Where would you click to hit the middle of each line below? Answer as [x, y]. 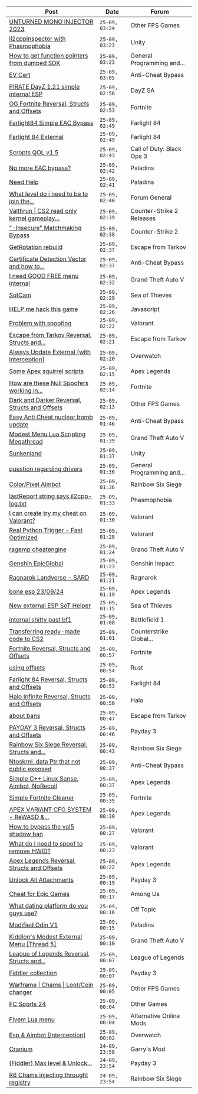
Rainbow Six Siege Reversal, [48, 745]
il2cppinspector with [37, 39]
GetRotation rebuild [36, 247]
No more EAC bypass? [40, 168]
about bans [25, 716]
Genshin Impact [152, 563]
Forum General [151, 198]
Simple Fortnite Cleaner [42, 798]
